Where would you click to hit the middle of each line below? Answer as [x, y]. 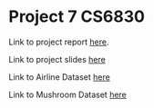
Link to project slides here [57, 59]
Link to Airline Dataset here [59, 77]
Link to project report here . [59, 42]
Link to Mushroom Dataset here [67, 94]
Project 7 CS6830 [77, 17]
